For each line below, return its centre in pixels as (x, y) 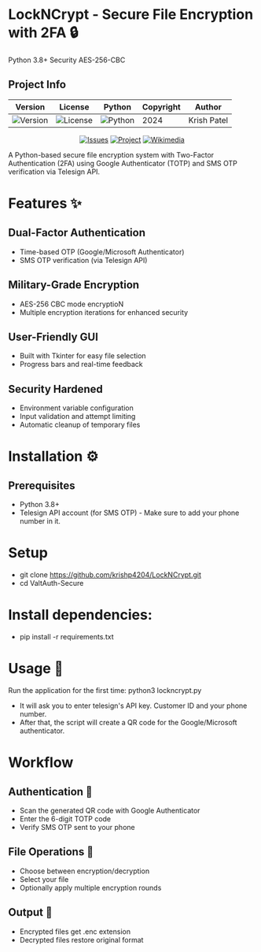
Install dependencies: (81, 615)
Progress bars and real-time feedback (81, 365)
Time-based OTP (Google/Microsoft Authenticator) (102, 252)
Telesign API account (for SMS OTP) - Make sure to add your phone (129, 513)
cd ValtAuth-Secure (51, 583)
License (74, 106)
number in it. (40, 521)
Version (30, 106)
